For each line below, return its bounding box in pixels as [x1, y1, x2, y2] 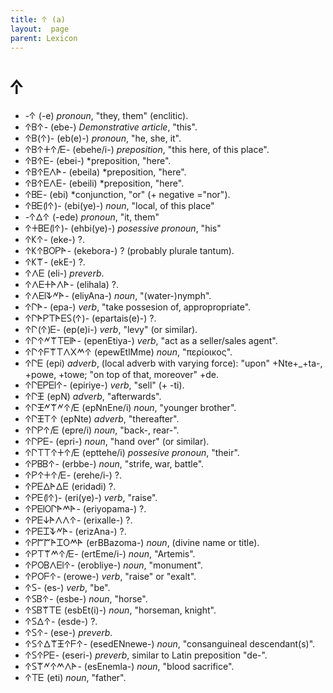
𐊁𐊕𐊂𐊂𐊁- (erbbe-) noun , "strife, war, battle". [24, 458, 205, 470]
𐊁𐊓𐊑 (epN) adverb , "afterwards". [24, 391, 162, 403]
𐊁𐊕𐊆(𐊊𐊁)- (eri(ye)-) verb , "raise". [24, 492, 158, 504]
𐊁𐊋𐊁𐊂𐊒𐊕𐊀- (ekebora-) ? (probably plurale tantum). [24, 245, 235, 257]
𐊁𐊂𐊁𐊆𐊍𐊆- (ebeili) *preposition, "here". [24, 177, 185, 190]
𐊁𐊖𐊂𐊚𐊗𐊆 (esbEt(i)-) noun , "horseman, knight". [24, 604, 217, 616]
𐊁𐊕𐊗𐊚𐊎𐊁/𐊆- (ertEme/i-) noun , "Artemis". [24, 548, 196, 560]
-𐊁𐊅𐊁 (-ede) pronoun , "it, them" [24, 211, 160, 223]
